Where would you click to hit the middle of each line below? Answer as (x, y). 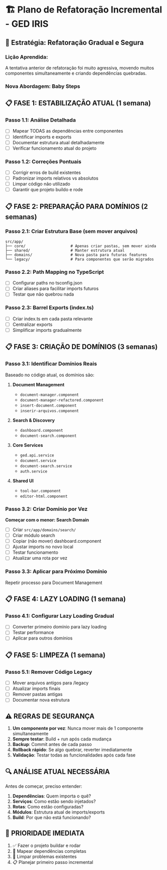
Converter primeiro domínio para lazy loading (59, 627)
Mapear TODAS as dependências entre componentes (68, 131)
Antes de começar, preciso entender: (44, 786)
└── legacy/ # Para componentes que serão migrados (80, 259)
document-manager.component (49, 395)
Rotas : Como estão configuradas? (48, 807)
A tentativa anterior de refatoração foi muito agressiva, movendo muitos (80, 68)
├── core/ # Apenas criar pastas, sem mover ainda (81, 246)
